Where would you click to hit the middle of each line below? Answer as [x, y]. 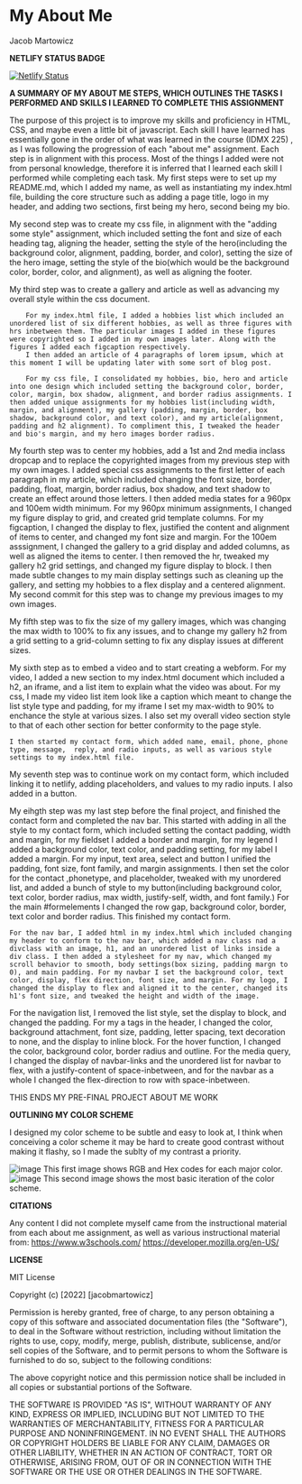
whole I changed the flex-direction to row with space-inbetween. [130, 1080]
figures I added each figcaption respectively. [101, 347]
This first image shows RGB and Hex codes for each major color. [163, 1168]
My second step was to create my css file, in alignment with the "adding [143, 224]
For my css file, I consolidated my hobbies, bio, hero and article [157, 378]
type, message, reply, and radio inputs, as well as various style [141, 750]
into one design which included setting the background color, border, [146, 386]
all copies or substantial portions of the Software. [101, 1387]
